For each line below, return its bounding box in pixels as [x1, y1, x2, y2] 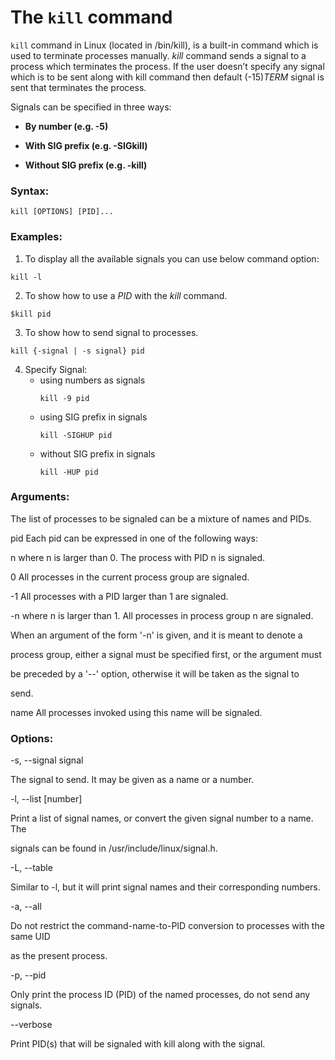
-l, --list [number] [10, 793, 83, 805]
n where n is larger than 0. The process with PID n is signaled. [10, 551, 266, 563]
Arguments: [10, 490, 70, 504]
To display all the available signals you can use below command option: [24, 252, 320, 265]
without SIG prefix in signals [39, 447, 156, 460]
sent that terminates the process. [10, 81, 147, 93]
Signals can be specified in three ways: [10, 101, 172, 113]
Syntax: [10, 184, 50, 198]
